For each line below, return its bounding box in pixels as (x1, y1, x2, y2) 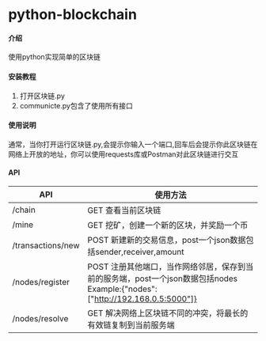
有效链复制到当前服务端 (86, 320, 175, 330)
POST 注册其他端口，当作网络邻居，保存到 (86, 261, 246, 272)
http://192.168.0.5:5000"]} (93, 294, 197, 304)
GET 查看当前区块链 (86, 205, 161, 215)
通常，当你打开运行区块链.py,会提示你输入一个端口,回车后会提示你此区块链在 (8, 139, 258, 149)
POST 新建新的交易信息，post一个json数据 (86, 235, 246, 245)
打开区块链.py (19, 91, 65, 100)
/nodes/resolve (12, 313, 69, 324)
